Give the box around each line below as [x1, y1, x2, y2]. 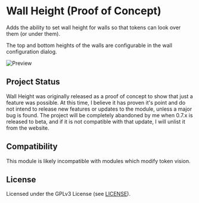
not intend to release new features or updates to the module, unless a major [6, 105, 192, 113]
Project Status [6, 77, 61, 87]
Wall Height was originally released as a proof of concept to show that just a [6, 92, 194, 99]
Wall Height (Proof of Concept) [6, 4, 162, 18]
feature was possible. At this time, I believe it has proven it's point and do [6, 99, 186, 106]
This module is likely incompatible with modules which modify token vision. [6, 157, 191, 164]
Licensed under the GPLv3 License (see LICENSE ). [6, 190, 131, 198]
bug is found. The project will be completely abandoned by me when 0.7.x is [6, 111, 193, 118]
